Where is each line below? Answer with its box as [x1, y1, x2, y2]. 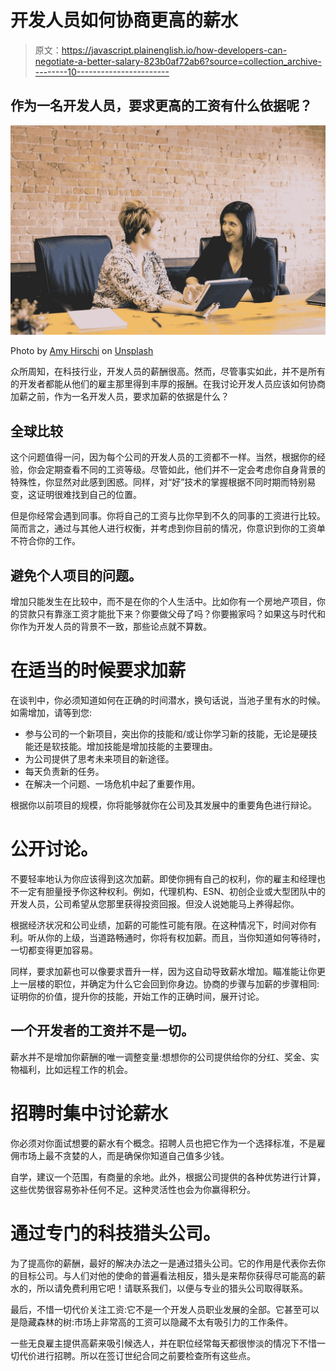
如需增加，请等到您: [10, 706, 93, 718]
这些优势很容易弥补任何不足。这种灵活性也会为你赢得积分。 [10, 1183, 256, 1195]
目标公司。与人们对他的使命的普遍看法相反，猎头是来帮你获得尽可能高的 [18, 1269, 317, 1281]
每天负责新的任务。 [24, 765, 105, 777]
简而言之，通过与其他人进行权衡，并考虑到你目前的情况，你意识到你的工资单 [10, 522, 326, 535]
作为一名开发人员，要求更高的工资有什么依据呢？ [10, 97, 313, 115]
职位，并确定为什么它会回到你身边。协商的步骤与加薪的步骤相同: [53, 977, 320, 990]
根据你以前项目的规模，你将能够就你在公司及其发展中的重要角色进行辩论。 [10, 799, 317, 811]
